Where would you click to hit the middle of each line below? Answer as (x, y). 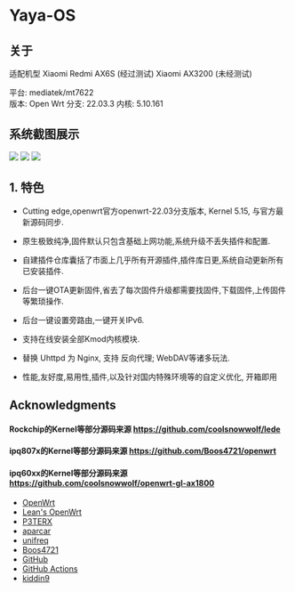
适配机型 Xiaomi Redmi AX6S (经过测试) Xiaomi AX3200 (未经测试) (131, 73)
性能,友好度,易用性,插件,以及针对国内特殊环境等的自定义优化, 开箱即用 (149, 377)
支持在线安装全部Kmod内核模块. (81, 338)
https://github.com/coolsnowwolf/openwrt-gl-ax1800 (112, 483)
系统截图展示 (44, 134)
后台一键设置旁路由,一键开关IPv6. (83, 320)
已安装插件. (43, 271)
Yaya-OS (43, 16)
